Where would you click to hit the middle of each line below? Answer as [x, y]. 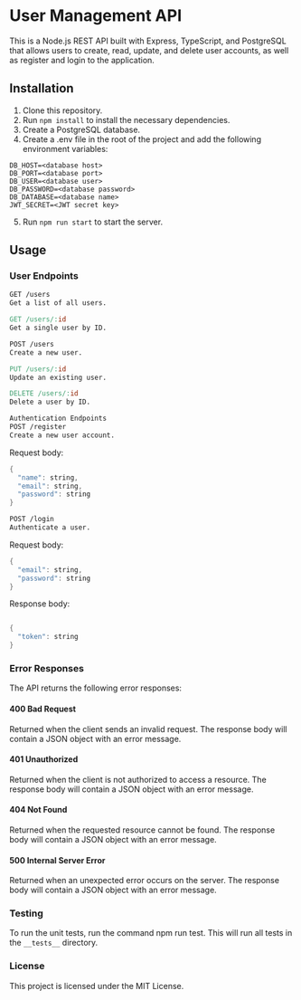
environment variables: [65, 148]
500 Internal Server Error [57, 860]
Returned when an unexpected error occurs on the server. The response [145, 881]
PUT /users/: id [38, 369]
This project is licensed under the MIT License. [97, 986]
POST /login [32, 519]
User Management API [96, 16]
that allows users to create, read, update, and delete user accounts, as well [149, 50]
